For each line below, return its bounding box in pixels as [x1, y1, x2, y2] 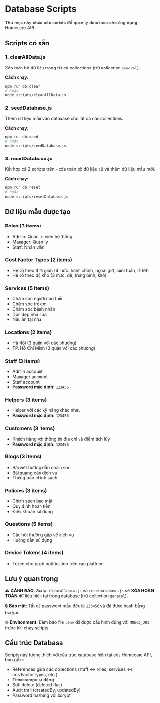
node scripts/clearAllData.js [5, 93, 67, 98]
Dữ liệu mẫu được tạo [5, 208, 71, 216]
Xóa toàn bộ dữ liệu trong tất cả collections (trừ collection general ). [5, 65, 140, 70]
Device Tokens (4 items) [5, 549, 64, 556]
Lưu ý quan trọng [5, 575, 58, 583]
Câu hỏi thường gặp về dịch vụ [12, 532, 74, 538]
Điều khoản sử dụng [12, 509, 53, 515]
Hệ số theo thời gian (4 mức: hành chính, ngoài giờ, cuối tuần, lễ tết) [12, 268, 149, 273]
